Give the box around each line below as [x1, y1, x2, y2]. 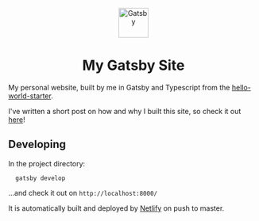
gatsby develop [15, 174, 66, 182]
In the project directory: [8, 158, 86, 168]
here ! [8, 115, 25, 124]
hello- [231, 82, 252, 92]
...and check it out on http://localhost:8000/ [8, 188, 158, 197]
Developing [8, 138, 66, 151]
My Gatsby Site [82, 56, 185, 74]
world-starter [8, 91, 52, 101]
